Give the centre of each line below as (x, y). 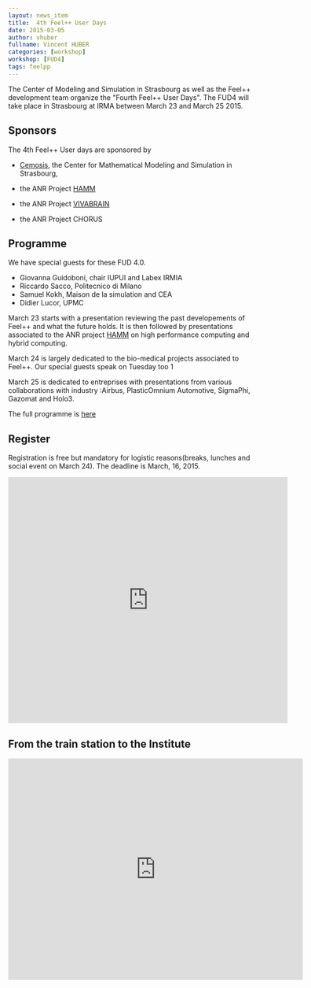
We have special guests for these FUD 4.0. (77, 263)
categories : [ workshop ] (47, 52)
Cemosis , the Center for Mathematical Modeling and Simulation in (126, 165)
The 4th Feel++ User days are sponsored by (80, 150)
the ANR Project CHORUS (61, 219)
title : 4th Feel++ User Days (58, 23)
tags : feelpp (29, 67)
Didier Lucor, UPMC (51, 303)
